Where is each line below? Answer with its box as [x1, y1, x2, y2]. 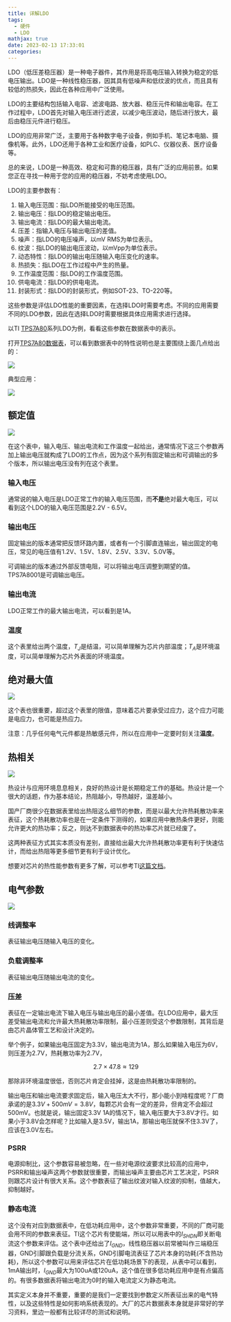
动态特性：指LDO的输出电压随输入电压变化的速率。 [17, 252, 163, 261]
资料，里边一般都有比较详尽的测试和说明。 [13, 1308, 134, 1316]
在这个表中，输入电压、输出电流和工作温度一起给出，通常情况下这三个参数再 [8, 442, 224, 450]
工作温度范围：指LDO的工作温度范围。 [17, 269, 127, 278]
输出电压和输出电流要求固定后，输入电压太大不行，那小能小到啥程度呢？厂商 [8, 1092, 224, 1099]
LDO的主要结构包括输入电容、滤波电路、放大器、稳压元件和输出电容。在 [8, 99, 212, 108]
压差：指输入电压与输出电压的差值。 [17, 226, 121, 235]
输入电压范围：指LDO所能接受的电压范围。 [17, 200, 139, 209]
